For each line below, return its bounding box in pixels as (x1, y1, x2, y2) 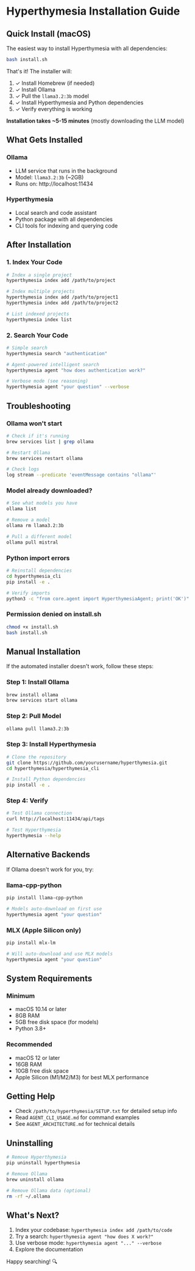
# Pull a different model (6, 533, 72, 539)
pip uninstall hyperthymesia (6, 1160, 80, 1166)
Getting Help (6, 1091, 55, 1101)
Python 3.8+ (15, 1025, 47, 1032)
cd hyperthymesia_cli (6, 573, 62, 579)
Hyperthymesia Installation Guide (6, 4, 180, 18)
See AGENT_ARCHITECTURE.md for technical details (15, 1120, 135, 1128)
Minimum (6, 992, 35, 1000)
